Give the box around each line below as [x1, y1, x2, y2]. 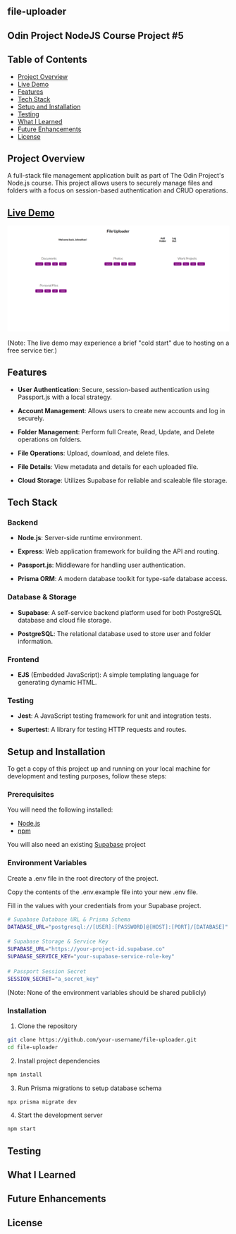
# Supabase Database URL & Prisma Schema [7, 916, 131, 923]
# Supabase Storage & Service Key [7, 938, 109, 946]
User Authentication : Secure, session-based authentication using [17, 385, 210, 393]
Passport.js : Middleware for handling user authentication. [17, 561, 186, 570]
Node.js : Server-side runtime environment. [17, 534, 143, 542]
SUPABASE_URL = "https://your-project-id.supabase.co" [7, 946, 166, 953]
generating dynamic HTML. [17, 678, 97, 686]
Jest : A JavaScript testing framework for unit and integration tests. [17, 711, 211, 720]
